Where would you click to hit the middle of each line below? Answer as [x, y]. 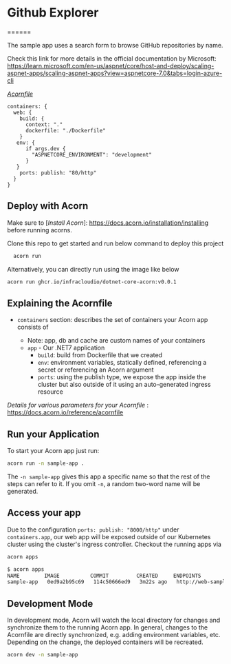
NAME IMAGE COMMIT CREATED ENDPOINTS [104, 576]
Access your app [44, 513]
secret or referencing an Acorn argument [96, 370]
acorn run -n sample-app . [46, 463]
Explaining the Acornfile [60, 303]
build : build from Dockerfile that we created [100, 355]
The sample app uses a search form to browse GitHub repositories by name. [115, 45]
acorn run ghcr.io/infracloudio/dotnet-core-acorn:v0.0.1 [92, 282]
